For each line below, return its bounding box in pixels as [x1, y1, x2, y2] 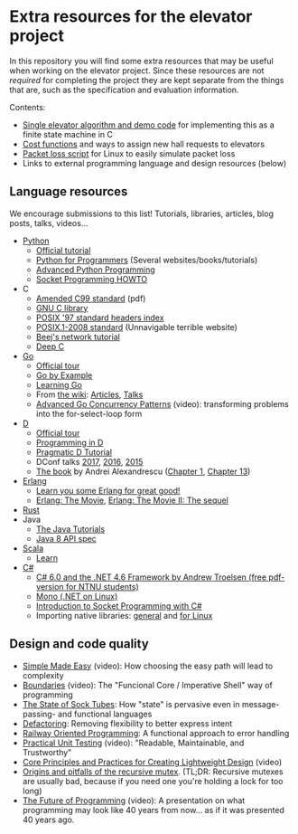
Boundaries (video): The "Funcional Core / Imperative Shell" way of [22, 679, 274, 690]
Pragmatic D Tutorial [35, 446, 113, 458]
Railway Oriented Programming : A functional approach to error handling [22, 727, 290, 738]
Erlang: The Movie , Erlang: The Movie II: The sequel [35, 495, 228, 506]
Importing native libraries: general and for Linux [35, 610, 213, 621]
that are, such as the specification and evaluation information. [9, 84, 239, 95]
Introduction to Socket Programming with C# [35, 600, 202, 611]
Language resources [9, 184, 128, 200]
